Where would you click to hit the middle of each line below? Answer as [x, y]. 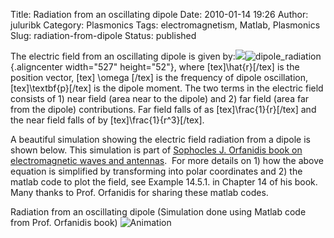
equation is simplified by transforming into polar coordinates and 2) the [156, 171]
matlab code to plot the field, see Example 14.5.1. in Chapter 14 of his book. [164, 182]
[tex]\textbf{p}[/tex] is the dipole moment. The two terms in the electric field [167, 88]
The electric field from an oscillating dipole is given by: [123, 56]
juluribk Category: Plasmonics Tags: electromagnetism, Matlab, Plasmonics [165, 25]
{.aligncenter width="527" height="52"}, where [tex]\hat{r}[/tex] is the [155, 67]
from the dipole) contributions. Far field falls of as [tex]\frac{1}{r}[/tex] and [163, 109]
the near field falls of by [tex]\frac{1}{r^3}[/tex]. [107, 120]
